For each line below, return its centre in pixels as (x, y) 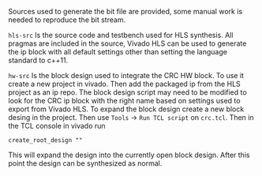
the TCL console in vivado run (57, 126)
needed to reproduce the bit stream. (67, 20)
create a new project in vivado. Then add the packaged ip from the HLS (124, 84)
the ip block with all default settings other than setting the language (118, 52)
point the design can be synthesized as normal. (85, 163)
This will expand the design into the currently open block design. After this (129, 155)
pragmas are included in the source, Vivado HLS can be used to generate (127, 43)
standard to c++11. (38, 60)
